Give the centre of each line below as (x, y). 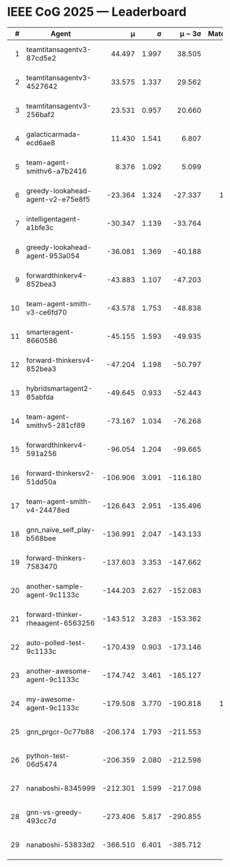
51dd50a (41, 481)
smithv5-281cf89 (56, 425)
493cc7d (41, 820)
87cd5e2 (41, 58)
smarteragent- (50, 331)
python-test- (48, 755)
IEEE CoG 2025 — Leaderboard (97, 12)
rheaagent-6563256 (61, 623)
